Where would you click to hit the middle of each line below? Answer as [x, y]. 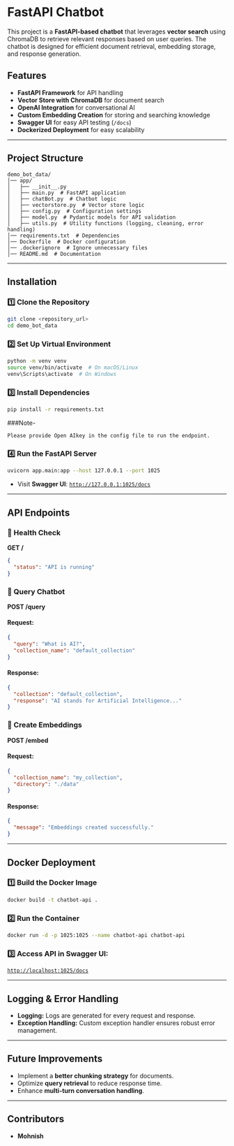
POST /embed [28, 740]
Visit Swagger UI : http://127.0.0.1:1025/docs [84, 484]
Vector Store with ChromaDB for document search [91, 100]
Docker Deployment [52, 863]
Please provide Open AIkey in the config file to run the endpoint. [109, 436]
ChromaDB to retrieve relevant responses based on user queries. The [107, 38]
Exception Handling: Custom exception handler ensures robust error [116, 1023]
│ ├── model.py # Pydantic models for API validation [92, 217]
